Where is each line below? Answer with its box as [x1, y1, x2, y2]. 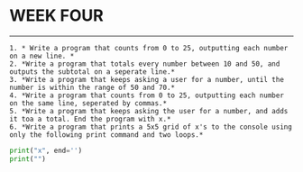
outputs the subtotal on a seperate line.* [9, 67, 176, 77]
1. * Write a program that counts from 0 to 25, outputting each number [9, 43, 289, 52]
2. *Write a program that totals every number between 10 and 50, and [9, 59, 280, 68]
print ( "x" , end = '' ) [9, 146, 83, 155]
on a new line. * [9, 51, 75, 60]
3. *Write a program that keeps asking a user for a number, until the [9, 75, 284, 84]
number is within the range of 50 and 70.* [9, 83, 176, 92]
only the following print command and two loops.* [9, 130, 204, 140]
